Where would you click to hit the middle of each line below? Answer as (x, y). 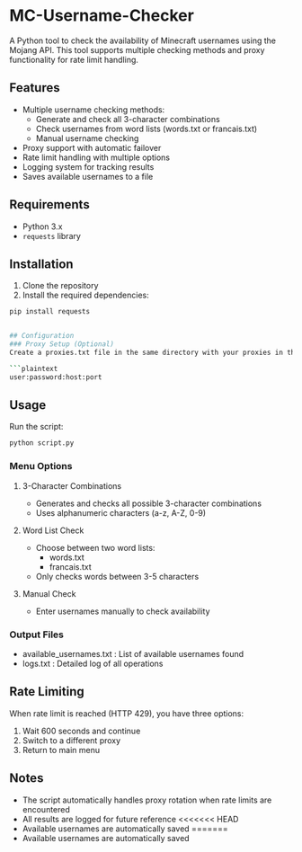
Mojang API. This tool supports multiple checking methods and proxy (137, 49)
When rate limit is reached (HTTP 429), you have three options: (127, 713)
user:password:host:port (56, 377)
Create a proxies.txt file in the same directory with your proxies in (146, 352)
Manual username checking (87, 138)
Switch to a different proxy (71, 740)
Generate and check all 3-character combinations (128, 119)
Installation (41, 264)
